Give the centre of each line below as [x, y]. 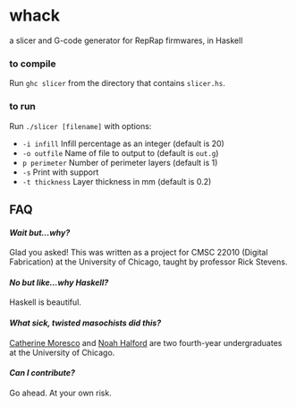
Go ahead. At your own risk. [60, 393]
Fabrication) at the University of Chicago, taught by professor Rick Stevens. [148, 262]
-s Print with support [60, 172]
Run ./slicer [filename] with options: [80, 126]
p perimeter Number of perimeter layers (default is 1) [120, 162]
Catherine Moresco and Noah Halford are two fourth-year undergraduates [146, 342]
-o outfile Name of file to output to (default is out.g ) [120, 152]
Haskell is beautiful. [46, 302]
